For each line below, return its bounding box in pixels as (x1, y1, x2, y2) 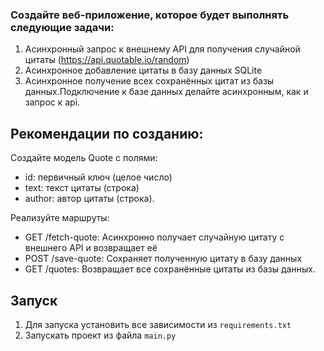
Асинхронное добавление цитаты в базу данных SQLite (24, 64, 263, 77)
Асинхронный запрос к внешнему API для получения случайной (24, 43, 301, 55)
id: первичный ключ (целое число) (24, 171, 173, 183)
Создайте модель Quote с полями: (10, 152, 158, 164)
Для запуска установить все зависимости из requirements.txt (24, 318, 292, 330)
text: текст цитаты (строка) (24, 182, 140, 194)
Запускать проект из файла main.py (24, 329, 177, 341)
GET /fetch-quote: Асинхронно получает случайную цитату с (24, 231, 285, 243)
